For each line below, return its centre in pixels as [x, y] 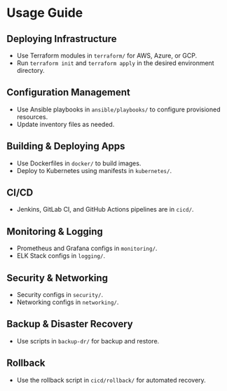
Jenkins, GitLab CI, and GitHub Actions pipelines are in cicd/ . [105, 210]
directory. [30, 70]
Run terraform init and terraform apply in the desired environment [115, 63]
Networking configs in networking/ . [68, 302]
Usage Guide [45, 13]
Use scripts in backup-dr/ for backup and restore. [88, 341]
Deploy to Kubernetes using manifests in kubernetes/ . [94, 170]
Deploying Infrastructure [62, 39]
